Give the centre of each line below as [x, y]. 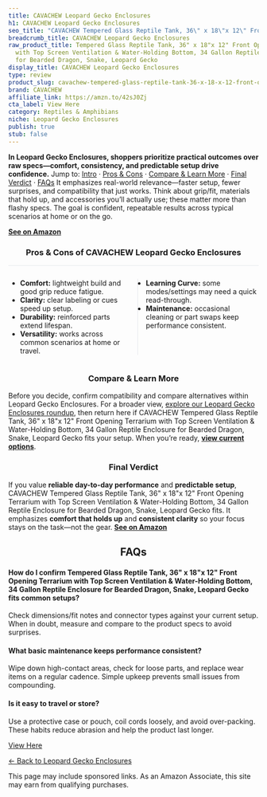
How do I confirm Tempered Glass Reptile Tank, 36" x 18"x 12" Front [123, 572]
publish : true [32, 127]
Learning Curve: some [183, 283]
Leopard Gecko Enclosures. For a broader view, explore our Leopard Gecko [132, 404]
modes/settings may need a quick [201, 291]
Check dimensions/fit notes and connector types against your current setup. [133, 615]
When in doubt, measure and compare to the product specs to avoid [120, 624]
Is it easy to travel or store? [54, 703]
